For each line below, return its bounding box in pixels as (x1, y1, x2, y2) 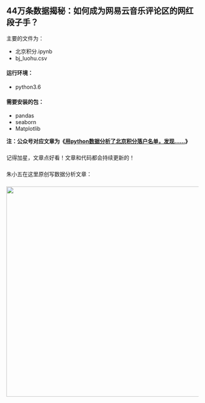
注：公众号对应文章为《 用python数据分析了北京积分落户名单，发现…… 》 (6, 138, 191, 145)
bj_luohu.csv (15, 54, 48, 62)
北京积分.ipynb (15, 48, 53, 55)
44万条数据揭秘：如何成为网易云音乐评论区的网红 (6, 6, 194, 17)
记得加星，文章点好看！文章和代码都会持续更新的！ (6, 154, 135, 161)
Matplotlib (15, 125, 41, 133)
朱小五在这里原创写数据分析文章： (6, 171, 92, 178)
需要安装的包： (6, 98, 44, 105)
